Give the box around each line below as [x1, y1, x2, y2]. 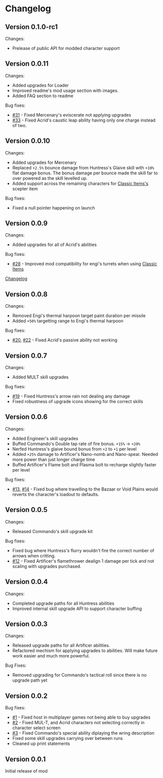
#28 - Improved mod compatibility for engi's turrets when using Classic [12, 261, 158, 267]
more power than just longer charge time [12, 456, 95, 462]
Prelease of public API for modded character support [12, 45, 120, 51]
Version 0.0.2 [5, 692, 48, 700]
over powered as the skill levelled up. [12, 175, 88, 181]
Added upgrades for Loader [12, 82, 69, 88]
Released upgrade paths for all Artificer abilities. [12, 643, 110, 649]
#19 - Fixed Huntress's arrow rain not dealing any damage [12, 393, 130, 399]
